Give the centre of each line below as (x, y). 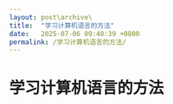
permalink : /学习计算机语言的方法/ (68, 42)
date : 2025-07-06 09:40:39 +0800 (75, 33)
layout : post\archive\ (51, 17)
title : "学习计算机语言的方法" (62, 26)
